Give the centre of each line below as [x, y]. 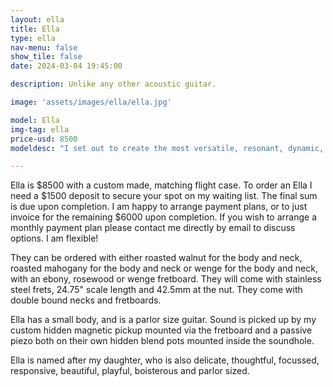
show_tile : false [46, 57]
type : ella [33, 38]
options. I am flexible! [54, 238]
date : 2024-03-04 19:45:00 [66, 66]
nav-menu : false [44, 47]
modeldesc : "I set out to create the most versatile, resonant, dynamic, [167, 148]
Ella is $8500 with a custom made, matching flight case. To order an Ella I [161, 185]
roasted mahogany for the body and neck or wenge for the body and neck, [164, 268]
